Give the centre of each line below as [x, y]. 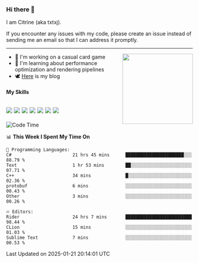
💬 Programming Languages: [38, 150]
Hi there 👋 [21, 9]
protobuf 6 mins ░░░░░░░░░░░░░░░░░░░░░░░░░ [99, 186]
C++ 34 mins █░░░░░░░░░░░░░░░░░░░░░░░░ [99, 176]
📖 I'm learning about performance [56, 63]
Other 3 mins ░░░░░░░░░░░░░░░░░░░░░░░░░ [99, 196]
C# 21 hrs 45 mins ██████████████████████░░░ [99, 155]
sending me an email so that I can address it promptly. [72, 40]
